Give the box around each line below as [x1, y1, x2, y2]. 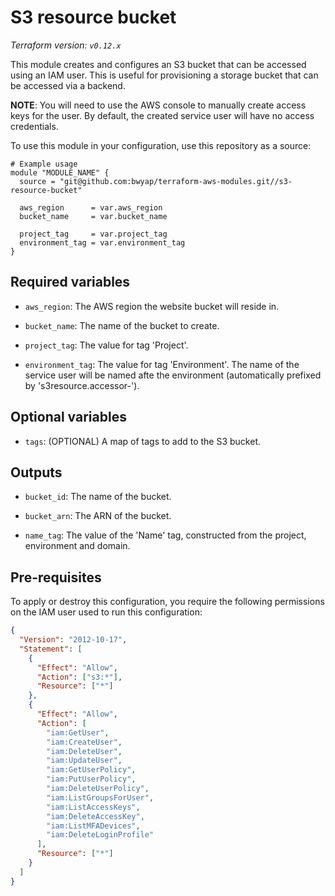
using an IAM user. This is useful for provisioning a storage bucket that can [10, 69, 319, 81]
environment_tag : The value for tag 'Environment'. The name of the [24, 358, 300, 370]
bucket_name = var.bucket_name [19, 211, 168, 221]
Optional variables [10, 409, 127, 426]
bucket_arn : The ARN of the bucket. [24, 510, 172, 522]
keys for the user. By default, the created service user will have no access [10, 109, 315, 121]
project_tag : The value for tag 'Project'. [24, 339, 189, 351]
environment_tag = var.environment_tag [19, 237, 186, 248]
